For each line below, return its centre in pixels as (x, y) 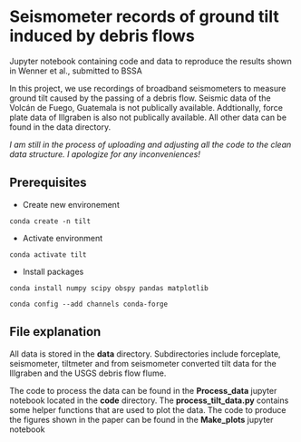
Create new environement (71, 204)
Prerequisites (48, 183)
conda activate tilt (49, 255)
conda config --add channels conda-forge (89, 304)
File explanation (55, 332)
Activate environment (63, 238)
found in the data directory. (60, 127)
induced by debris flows (102, 36)
